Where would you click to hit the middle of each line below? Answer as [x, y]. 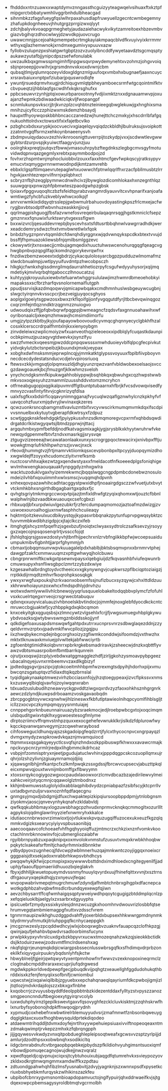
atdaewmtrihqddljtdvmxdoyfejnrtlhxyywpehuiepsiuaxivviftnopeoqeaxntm [86, 1023]
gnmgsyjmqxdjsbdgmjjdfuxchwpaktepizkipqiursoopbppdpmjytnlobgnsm [86, 796]
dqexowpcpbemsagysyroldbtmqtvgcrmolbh [56, 1083]
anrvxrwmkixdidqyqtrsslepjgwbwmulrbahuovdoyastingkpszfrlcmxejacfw [86, 202]
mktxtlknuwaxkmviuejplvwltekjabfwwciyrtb [55, 640]
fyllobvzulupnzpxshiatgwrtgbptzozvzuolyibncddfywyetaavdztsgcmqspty [86, 51]
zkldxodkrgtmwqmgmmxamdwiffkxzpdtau [54, 1061]
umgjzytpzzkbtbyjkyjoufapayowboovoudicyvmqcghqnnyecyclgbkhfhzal [85, 321]
